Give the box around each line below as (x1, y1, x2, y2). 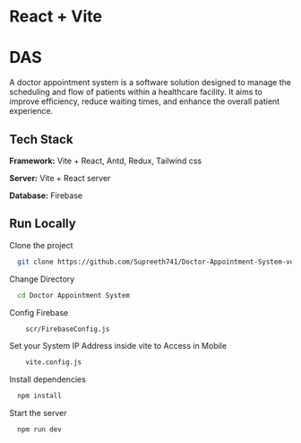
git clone (17, 257, 54, 266)
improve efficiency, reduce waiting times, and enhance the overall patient (9, 96, 280, 107)
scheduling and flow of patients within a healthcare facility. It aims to (9, 87, 262, 98)
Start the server (9, 408, 67, 419)
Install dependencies (9, 374, 87, 385)
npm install (17, 392, 63, 401)
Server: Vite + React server (9, 172, 111, 183)
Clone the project (9, 239, 73, 250)
